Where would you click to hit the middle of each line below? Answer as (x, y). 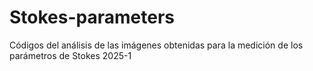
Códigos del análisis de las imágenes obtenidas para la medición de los (156, 45)
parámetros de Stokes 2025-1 (70, 55)
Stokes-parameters (92, 17)
